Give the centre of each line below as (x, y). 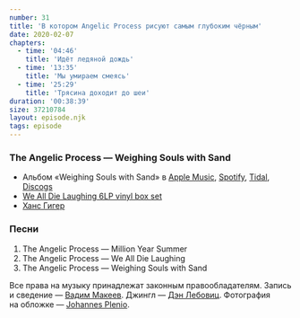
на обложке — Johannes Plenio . (69, 304)
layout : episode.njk (48, 118)
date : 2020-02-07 (42, 34)
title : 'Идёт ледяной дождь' (80, 59)
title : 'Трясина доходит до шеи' (88, 93)
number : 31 (30, 18)
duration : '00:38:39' (50, 101)
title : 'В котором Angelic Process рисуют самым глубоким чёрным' (136, 26)
